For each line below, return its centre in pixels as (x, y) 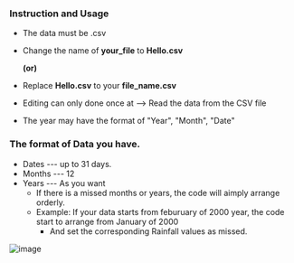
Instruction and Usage (59, 14)
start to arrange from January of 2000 (107, 221)
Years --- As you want (64, 183)
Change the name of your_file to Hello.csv (103, 51)
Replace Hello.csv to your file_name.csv (99, 86)
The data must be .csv (64, 33)
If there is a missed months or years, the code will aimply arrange (158, 193)
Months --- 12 (48, 174)
